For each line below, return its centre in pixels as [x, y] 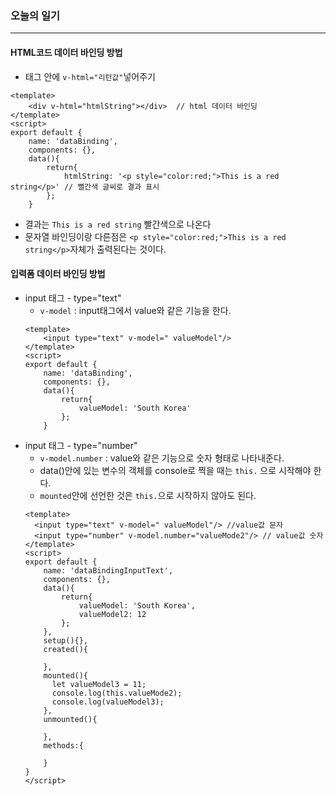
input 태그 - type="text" [73, 298]
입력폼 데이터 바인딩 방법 [58, 274]
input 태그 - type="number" [81, 445]
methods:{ [63, 745]
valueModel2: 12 [112, 614]
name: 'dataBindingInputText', [108, 570]
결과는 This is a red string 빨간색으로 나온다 [118, 224]
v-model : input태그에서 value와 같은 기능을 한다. [135, 310]
